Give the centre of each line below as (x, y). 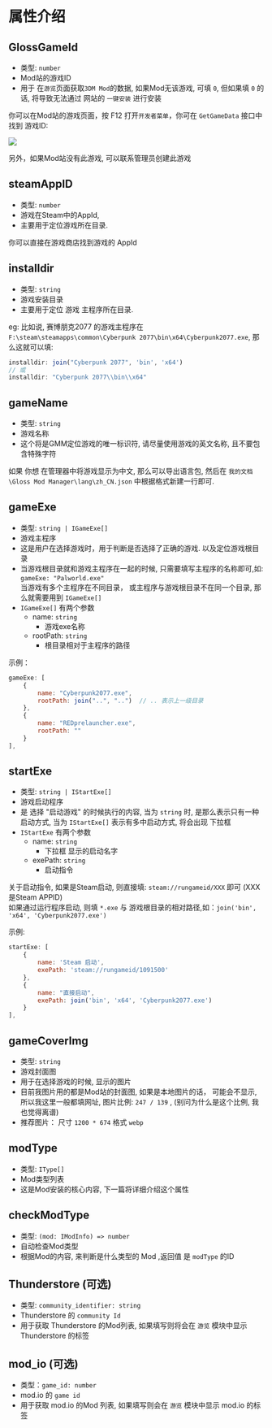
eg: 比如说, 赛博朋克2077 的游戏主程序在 (76, 327)
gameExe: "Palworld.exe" (62, 578)
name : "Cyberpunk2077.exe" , (85, 693)
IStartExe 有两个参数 (56, 832)
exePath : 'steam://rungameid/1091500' (103, 970)
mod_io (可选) (43, 1363)
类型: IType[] (42, 1169)
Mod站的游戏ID (45, 78)
